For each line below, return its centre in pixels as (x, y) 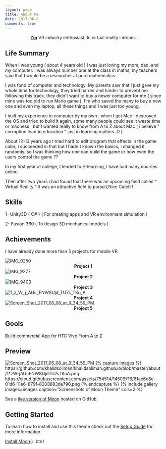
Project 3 (83, 287)
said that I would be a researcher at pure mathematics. (61, 76)
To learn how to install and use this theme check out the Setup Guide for (79, 427)
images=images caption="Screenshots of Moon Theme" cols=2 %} (74, 390)
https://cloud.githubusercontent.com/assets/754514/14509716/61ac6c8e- (81, 379)
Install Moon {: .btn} (25, 442)
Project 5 (83, 308)
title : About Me (22, 14)
